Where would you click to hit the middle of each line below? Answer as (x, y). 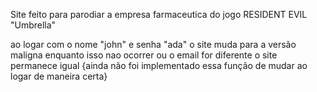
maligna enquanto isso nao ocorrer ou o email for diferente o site (144, 55)
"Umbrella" (33, 25)
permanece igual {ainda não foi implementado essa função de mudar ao (159, 65)
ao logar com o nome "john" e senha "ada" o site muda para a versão (153, 44)
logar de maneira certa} (59, 76)
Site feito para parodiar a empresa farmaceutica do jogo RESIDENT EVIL (159, 14)
